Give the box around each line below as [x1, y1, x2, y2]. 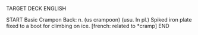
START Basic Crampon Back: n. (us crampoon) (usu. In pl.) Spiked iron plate [6, 16, 192, 23]
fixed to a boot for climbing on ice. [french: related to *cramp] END [6, 23, 169, 29]
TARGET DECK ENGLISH [6, 5, 67, 12]
